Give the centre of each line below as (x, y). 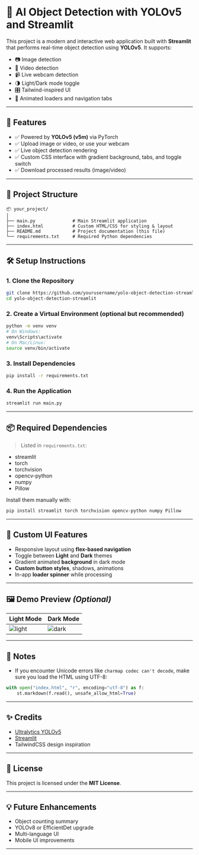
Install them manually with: (38, 500)
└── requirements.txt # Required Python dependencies (79, 236)
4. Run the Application (39, 391)
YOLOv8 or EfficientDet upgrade (54, 828)
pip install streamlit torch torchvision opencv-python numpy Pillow (94, 511)
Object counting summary (46, 821)
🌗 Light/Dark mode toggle (47, 83)
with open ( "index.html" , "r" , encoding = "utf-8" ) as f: (75, 688)
